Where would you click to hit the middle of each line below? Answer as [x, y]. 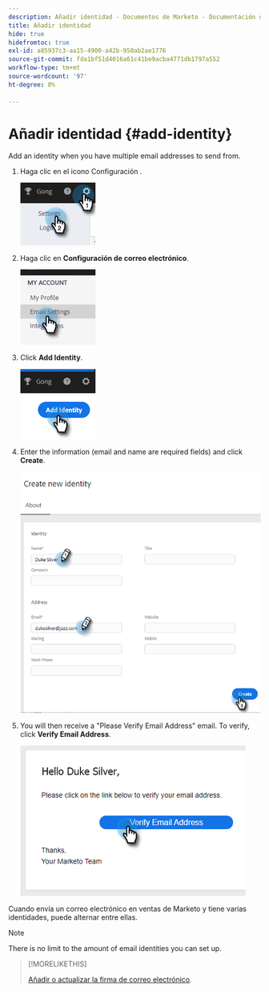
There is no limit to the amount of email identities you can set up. [115, 948]
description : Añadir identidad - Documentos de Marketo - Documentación [132, 17]
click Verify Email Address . [65, 734]
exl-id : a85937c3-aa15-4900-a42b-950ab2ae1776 [87, 51]
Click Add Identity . [51, 358]
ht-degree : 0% [32, 84]
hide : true [26, 34]
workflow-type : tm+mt [44, 68]
